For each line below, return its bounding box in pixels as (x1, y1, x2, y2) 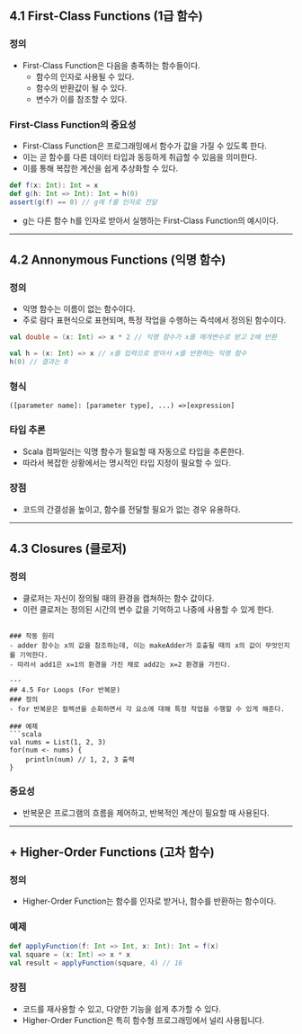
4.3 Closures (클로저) (9, 541, 128, 557)
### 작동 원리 (9, 631, 55, 640)
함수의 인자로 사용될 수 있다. (35, 71, 135, 82)
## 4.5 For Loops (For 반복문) (9, 685, 121, 694)
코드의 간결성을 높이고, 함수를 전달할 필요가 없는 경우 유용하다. (22, 504, 241, 514)
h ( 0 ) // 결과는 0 (9, 358, 69, 367)
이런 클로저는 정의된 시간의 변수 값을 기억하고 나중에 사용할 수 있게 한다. (22, 603, 274, 614)
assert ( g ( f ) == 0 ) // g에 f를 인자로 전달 (9, 197, 157, 207)
